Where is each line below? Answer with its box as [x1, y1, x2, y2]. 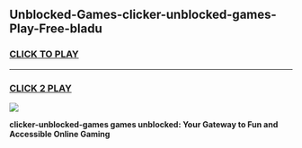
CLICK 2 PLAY [9, 82, 72, 94]
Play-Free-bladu [9, 22, 102, 37]
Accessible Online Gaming [9, 128, 111, 139]
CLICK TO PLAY [9, 48, 79, 61]
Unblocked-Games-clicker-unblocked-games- [9, 7, 277, 22]
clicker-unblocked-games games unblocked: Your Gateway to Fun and [9, 118, 279, 129]
